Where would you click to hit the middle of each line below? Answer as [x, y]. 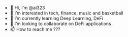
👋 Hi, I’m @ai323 [27, 8]
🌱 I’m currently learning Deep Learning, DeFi [56, 18]
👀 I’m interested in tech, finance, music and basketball [67, 13]
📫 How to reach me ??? [35, 29]
